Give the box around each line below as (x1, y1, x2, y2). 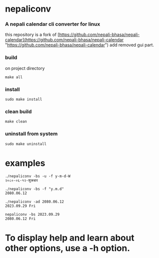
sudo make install (5, 97, 42, 102)
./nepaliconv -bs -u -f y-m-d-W (5, 173, 71, 178)
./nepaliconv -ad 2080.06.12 (5, 199, 64, 204)
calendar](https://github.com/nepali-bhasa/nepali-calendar (5, 37, 124, 43)
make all (5, 74, 23, 80)
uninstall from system (5, 130, 58, 137)
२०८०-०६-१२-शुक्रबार (5, 178, 38, 183)
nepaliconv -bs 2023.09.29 (5, 212, 60, 217)
